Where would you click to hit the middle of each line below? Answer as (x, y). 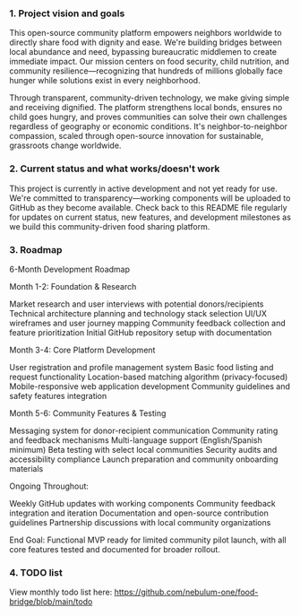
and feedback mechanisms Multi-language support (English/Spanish (136, 440)
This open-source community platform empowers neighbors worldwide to (146, 33)
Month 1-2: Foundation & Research (73, 286)
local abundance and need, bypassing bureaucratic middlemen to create (143, 52)
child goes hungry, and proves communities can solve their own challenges (149, 117)
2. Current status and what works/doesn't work (115, 169)
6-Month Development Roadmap (70, 269)
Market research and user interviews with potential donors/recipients (137, 304)
